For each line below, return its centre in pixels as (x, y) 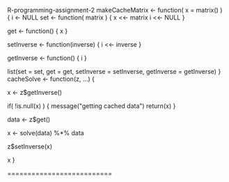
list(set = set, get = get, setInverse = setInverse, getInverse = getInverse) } (114, 71)
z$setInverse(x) (30, 146)
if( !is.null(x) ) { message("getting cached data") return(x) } (92, 106)
